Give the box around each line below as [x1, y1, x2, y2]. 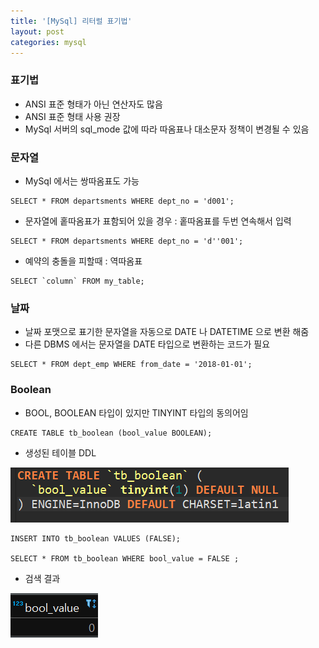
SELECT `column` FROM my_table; [10, 276, 145, 286]
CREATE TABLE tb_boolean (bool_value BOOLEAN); [10, 428, 213, 438]
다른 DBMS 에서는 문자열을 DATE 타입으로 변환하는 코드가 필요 [24, 338, 271, 350]
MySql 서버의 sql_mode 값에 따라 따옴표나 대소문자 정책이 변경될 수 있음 [24, 123, 310, 135]
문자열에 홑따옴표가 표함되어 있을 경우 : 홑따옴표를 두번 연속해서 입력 [24, 215, 292, 227]
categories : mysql [10, 37, 87, 47]
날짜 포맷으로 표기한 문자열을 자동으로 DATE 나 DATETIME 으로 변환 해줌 [24, 326, 310, 338]
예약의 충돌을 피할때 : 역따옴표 [24, 255, 143, 267]
